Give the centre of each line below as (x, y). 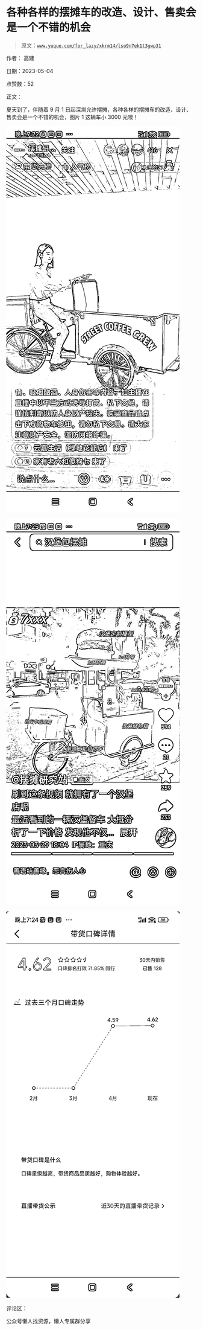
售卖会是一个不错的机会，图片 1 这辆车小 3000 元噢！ (72, 117)
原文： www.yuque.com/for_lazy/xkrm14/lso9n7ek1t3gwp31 (91, 45)
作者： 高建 (20, 58)
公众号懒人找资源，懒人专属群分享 (48, 1321)
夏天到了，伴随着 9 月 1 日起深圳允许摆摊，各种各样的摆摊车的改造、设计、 (99, 109)
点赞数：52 (20, 84)
